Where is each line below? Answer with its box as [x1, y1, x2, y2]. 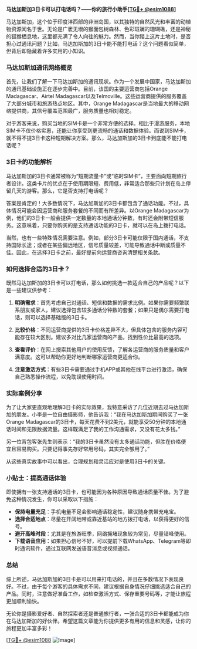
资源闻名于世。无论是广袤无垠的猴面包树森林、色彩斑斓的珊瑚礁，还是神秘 [11, 26, 191, 32]
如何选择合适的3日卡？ [6, 265, 70, 273]
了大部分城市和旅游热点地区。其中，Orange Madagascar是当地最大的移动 [6, 100, 184, 107]
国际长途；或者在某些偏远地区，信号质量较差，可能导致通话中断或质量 [11, 241, 181, 248]
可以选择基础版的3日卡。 [30, 313, 90, 320]
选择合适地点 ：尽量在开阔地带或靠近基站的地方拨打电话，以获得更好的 [14, 516, 185, 523]
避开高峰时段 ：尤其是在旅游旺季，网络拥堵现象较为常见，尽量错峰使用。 [14, 530, 189, 538]
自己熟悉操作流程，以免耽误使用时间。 [14, 373, 107, 380]
